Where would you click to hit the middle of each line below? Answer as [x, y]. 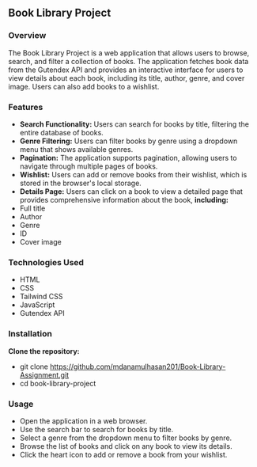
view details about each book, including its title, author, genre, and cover [127, 78]
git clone [34, 366]
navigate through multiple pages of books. [89, 166]
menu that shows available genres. [76, 149]
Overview [27, 36]
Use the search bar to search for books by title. [96, 429]
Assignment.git [44, 374]
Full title [32, 208]
